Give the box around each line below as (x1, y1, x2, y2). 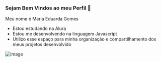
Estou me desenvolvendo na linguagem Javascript (12, 31, 117, 37)
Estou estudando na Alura (12, 25, 66, 31)
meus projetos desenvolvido (12, 41, 71, 47)
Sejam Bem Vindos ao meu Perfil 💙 (5, 4, 92, 11)
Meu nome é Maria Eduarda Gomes (5, 16, 79, 22)
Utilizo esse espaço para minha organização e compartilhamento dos (12, 36, 156, 42)
